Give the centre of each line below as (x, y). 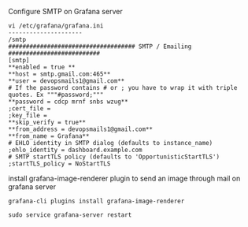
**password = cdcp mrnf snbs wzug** (68, 102)
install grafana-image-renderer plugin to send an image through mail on (124, 178)
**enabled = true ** (42, 67)
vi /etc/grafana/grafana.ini (56, 26)
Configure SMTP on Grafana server (66, 11)
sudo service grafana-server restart (70, 215)
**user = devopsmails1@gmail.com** (67, 81)
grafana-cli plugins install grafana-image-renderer (96, 201)
